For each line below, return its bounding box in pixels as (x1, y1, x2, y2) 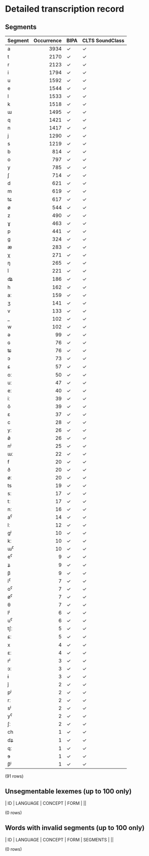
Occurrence (33, 37, 62, 44)
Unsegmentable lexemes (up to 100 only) (5, 787, 132, 796)
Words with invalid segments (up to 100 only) (5, 824, 145, 832)
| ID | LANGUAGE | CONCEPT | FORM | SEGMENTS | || (5, 837, 114, 842)
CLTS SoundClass (82, 37, 125, 44)
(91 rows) (5, 773, 24, 779)
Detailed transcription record (5, 3, 125, 15)
